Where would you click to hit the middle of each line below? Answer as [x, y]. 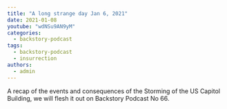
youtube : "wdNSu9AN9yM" [41, 26]
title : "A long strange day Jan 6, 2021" [68, 13]
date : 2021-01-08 [32, 20]
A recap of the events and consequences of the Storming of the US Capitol [114, 91]
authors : [20, 65]
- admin [24, 71]
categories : [24, 33]
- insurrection [35, 59]
